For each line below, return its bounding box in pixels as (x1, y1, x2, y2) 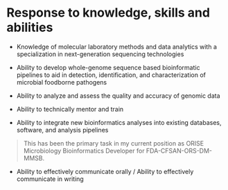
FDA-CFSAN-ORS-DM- (146, 146, 213, 155)
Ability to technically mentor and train (16, 105, 124, 113)
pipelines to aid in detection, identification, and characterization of (16, 71, 206, 79)
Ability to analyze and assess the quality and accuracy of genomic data (16, 92, 220, 100)
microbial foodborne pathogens (16, 78, 107, 86)
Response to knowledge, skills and (6, 5, 211, 21)
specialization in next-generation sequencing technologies (16, 50, 184, 58)
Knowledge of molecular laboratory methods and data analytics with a (16, 42, 218, 51)
